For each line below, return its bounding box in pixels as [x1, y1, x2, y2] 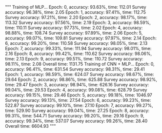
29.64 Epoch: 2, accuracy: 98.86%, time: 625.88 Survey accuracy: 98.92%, [5, 76, 158, 82]
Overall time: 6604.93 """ [5, 123, 56, 129]
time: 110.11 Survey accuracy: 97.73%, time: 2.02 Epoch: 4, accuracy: [5, 25, 143, 31]
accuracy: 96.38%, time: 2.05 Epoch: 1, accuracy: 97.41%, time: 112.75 [5, 9, 146, 15]
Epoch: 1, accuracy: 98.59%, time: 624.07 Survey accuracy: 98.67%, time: [5, 72, 155, 77]
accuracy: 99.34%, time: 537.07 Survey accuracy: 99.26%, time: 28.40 [5, 118, 148, 124]
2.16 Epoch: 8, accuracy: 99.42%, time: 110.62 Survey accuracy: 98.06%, [5, 51, 152, 57]
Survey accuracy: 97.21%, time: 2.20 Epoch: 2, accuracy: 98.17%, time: [5, 15, 148, 20]
